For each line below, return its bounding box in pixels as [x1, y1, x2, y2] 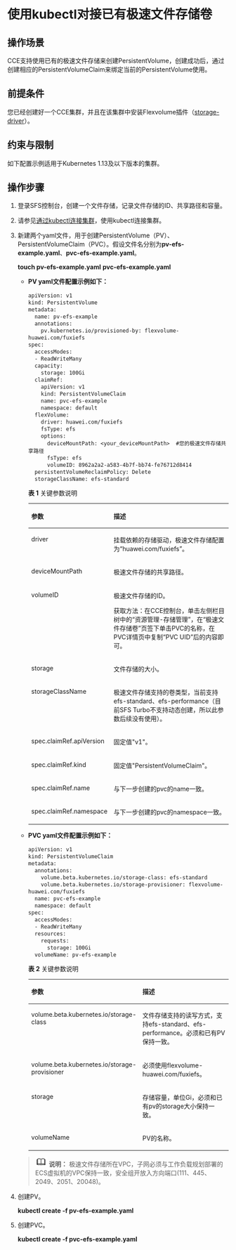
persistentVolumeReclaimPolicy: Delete [34, 468, 151, 476]
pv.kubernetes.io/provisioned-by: [41, 327, 142, 334]
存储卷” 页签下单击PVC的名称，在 [119, 624, 216, 632]
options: [41, 433, 67, 440]
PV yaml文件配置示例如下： [27, 277, 109, 286]
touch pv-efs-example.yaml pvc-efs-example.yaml [17, 263, 171, 271]
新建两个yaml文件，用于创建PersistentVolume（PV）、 [17, 231, 173, 239]
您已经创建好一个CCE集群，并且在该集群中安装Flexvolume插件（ [7, 107, 195, 116]
